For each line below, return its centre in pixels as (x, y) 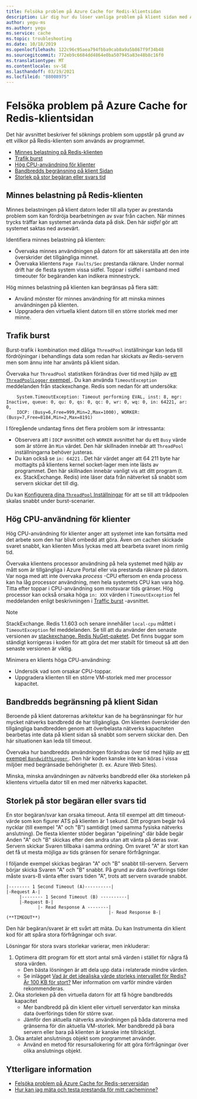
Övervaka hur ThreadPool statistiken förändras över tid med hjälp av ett (91, 373)
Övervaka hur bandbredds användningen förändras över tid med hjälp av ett (98, 752)
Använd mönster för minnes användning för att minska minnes (90, 298)
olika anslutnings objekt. (52, 1051)
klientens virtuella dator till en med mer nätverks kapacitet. (77, 782)
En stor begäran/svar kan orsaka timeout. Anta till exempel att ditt (85, 815)
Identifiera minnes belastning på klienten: (56, 239)
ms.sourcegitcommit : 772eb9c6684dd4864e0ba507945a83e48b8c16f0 (85, 55)
